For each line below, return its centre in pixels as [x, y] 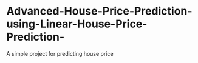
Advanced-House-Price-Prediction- [99, 11]
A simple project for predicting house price [60, 53]
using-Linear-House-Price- [77, 24]
